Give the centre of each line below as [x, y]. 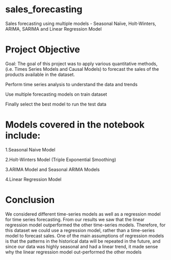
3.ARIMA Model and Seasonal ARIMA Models [53, 169]
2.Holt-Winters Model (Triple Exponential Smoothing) [61, 160]
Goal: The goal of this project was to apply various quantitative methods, [81, 63]
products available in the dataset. [40, 74]
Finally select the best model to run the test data [56, 104]
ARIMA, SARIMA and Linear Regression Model [53, 29]
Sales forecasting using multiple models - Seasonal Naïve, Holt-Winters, [81, 23]
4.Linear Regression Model [34, 179]
